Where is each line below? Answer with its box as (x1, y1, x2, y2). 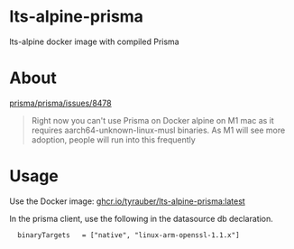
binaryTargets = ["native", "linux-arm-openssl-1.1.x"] (17, 230, 241, 240)
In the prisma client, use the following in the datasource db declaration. (9, 213, 273, 224)
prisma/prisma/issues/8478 (9, 97, 112, 108)
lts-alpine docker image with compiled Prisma (9, 36, 179, 47)
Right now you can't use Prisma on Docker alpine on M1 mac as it (31, 115, 275, 125)
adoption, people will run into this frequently (31, 134, 196, 145)
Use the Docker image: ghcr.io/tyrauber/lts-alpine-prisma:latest (9, 196, 245, 207)
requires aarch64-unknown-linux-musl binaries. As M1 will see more (31, 124, 286, 135)
